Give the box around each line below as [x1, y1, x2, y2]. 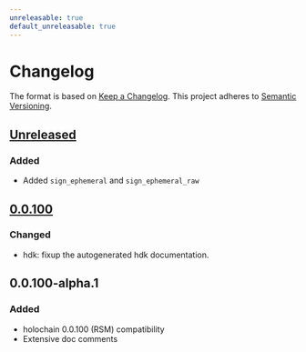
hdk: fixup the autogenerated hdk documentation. [22, 249, 209, 260]
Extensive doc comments [22, 333, 118, 344]
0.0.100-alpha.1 [9, 276, 99, 291]
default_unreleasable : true [9, 22, 117, 31]
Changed [9, 228, 52, 241]
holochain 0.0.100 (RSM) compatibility [22, 324, 166, 335]
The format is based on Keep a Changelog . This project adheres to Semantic [9, 91, 297, 102]
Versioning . [9, 101, 53, 112]
